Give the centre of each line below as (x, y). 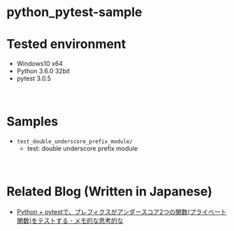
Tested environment (66, 44)
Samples (32, 121)
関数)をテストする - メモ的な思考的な (70, 220)
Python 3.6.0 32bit (43, 71)
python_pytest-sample (74, 12)
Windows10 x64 (40, 64)
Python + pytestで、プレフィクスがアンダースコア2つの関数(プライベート (122, 212)
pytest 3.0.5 (34, 78)
